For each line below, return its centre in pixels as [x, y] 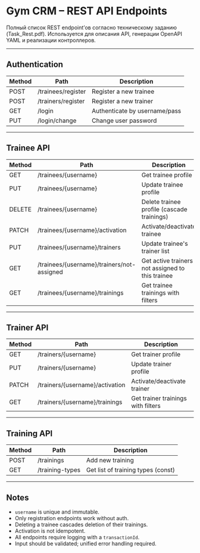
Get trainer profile [156, 354]
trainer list [155, 251]
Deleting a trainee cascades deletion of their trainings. [81, 524]
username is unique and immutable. [57, 512]
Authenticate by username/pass [137, 110]
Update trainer [151, 364]
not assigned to [163, 268]
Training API [29, 433]
